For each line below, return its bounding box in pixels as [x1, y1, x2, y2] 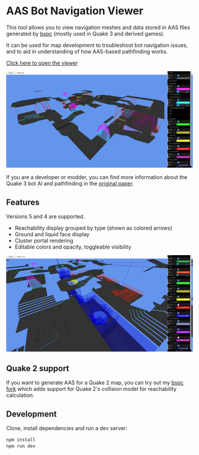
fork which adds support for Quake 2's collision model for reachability [6, 386, 176, 393]
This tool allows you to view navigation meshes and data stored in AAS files [6, 24, 191, 31]
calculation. [6, 392, 34, 399]
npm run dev [6, 443, 36, 449]
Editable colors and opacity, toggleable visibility [14, 243, 131, 250]
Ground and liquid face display [14, 231, 90, 238]
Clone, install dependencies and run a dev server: [6, 425, 127, 432]
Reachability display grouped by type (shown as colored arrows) [14, 224, 173, 232]
